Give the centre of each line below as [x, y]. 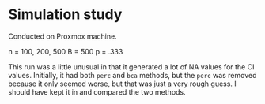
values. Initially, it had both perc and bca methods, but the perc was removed [132, 75]
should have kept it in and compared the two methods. [97, 91]
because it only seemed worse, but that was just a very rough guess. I [123, 84]
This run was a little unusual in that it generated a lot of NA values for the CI [131, 67]
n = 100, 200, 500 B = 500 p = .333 [66, 51]
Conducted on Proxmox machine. [62, 36]
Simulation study [65, 15]
